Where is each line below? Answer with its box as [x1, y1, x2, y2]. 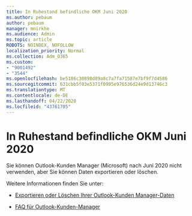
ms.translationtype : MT [6, 87, 66, 93]
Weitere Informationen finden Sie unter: [6, 180, 104, 187]
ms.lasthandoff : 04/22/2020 [6, 98, 77, 104]
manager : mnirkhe [6, 25, 50, 32]
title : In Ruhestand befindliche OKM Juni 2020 [6, 8, 128, 15]
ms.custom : [6, 59, 34, 65]
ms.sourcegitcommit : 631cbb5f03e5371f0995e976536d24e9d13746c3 [6, 82, 168, 88]
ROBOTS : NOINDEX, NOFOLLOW [6, 43, 74, 49]
